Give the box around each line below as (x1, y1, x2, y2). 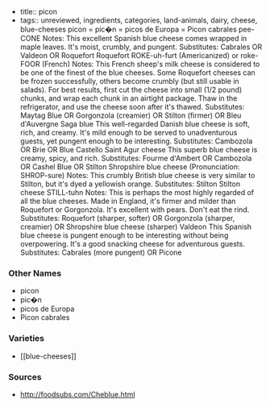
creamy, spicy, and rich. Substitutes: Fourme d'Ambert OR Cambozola (19, 153, 252, 163)
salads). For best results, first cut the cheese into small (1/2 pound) (19, 85, 243, 94)
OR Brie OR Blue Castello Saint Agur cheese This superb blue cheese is (19, 145, 258, 154)
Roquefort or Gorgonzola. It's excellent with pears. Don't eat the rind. (19, 205, 250, 214)
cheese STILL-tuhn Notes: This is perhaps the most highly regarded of (19, 188, 255, 197)
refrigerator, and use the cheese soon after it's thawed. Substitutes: (19, 102, 245, 111)
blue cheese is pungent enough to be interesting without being (19, 230, 229, 240)
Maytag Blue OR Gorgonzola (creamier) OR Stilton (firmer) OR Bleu (19, 110, 242, 120)
